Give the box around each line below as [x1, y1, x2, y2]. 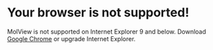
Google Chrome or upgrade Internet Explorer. [7, 34, 136, 42]
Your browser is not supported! [7, 5, 190, 21]
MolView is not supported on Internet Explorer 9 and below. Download [7, 27, 207, 36]
